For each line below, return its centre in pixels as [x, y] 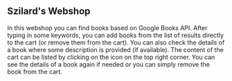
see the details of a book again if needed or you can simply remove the [108, 64]
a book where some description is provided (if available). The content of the [115, 49]
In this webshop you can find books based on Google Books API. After [107, 27]
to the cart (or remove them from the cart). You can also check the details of [116, 42]
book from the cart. [35, 71]
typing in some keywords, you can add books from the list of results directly [115, 35]
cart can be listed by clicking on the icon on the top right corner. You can [111, 57]
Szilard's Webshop [49, 11]
